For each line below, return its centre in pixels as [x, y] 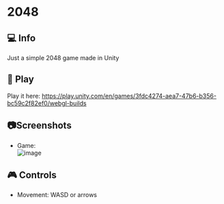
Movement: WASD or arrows [57, 195]
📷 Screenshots [39, 126]
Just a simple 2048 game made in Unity [63, 58]
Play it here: [24, 96]
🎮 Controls [32, 175]
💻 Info [22, 38]
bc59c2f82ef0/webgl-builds [47, 103]
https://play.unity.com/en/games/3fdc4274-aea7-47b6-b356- [129, 96]
